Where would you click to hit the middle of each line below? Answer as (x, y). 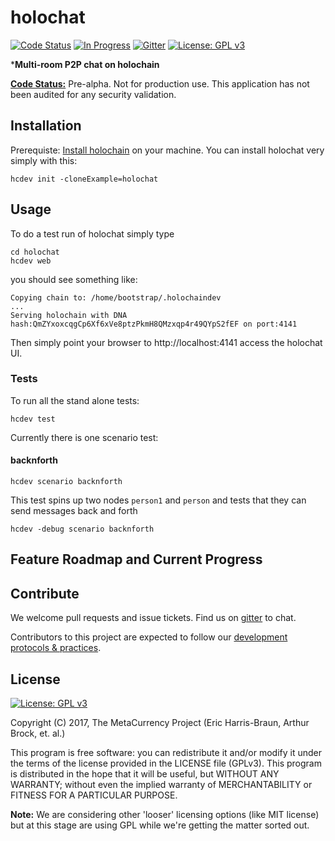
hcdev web (31, 261)
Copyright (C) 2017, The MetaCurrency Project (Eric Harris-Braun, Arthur (160, 723)
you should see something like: (74, 279)
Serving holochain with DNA (69, 315)
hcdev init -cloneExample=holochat (84, 179)
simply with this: (44, 160)
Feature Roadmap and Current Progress (136, 559)
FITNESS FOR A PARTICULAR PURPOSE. (94, 795)
